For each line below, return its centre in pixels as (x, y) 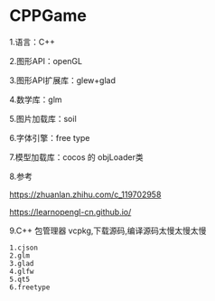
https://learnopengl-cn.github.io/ (70, 212)
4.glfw (22, 271)
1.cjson (24, 248)
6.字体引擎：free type (50, 137)
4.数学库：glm (36, 99)
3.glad (22, 263)
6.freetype (30, 287)
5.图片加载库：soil (43, 118)
